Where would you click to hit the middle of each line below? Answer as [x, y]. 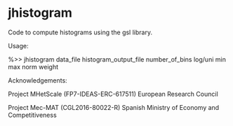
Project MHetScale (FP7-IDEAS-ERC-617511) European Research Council [113, 94]
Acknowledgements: [38, 80]
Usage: [18, 45]
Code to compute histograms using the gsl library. [80, 32]
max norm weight [33, 66]
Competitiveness [32, 115]
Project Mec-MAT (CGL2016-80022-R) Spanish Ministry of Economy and [114, 107]
